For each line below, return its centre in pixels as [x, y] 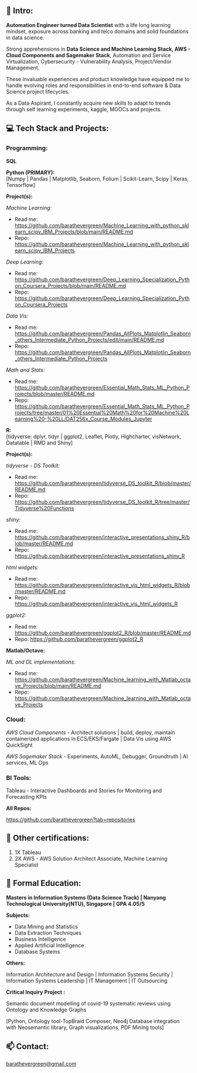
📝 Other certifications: [48, 838]
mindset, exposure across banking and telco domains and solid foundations [97, 31]
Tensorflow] [21, 185]
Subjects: [18, 915]
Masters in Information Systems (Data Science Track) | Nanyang [86, 897]
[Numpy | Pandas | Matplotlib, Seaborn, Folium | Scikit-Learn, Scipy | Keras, [98, 179]
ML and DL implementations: [41, 662]
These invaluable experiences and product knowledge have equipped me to [98, 79]
